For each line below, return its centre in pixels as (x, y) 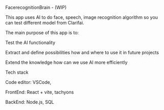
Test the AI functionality (30, 42)
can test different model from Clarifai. (45, 23)
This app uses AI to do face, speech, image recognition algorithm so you (82, 17)
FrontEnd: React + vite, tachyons (40, 92)
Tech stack (17, 72)
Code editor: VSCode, (28, 82)
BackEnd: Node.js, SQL (30, 102)
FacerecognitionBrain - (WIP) (36, 7)
